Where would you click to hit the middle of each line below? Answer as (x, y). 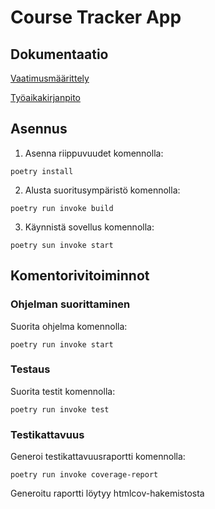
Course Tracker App (96, 17)
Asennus (39, 129)
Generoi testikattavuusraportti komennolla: (98, 457)
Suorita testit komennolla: (63, 391)
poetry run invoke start (62, 344)
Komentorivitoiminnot (80, 276)
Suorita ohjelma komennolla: (69, 326)
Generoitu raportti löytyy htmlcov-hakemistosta (107, 493)
